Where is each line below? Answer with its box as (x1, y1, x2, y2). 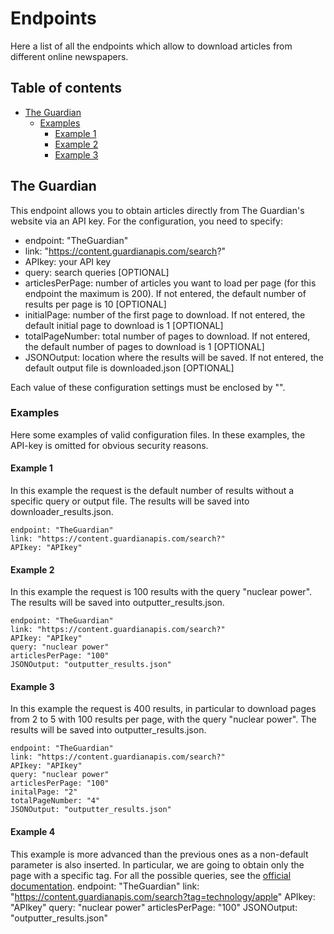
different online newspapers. (10, 50, 129, 62)
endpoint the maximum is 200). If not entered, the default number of (24, 287, 307, 299)
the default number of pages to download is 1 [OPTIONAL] (24, 340, 265, 352)
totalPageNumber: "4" (10, 796, 101, 806)
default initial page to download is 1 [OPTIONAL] (24, 319, 224, 331)
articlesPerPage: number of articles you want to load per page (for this (24, 277, 317, 289)
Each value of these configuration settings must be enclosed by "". (10, 381, 286, 393)
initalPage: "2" (10, 787, 78, 797)
